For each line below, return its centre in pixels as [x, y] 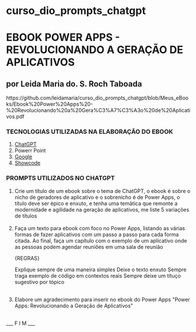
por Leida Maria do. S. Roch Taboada [74, 84]
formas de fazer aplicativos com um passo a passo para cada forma [97, 234]
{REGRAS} [27, 258]
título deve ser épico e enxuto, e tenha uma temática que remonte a [96, 203]
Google [23, 157]
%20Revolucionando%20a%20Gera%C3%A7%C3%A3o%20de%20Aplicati [98, 110]
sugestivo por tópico [39, 282]
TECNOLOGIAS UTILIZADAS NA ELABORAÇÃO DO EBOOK [90, 132]
